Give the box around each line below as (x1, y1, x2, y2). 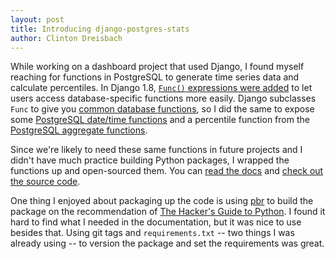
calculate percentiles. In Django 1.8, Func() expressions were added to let (10, 82, 313, 94)
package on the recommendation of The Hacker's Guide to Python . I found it (10, 206, 326, 218)
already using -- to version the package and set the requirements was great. (10, 237, 325, 250)
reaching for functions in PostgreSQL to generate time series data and (10, 71, 300, 83)
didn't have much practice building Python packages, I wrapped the (10, 154, 290, 166)
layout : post (10, 14, 65, 25)
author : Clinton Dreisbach (10, 33, 123, 43)
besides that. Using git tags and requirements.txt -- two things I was (10, 227, 295, 239)
